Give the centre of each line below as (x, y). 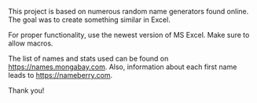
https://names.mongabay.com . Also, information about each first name (123, 67)
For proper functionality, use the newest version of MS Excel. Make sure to (129, 35)
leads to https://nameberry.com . (61, 75)
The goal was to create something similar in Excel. (89, 20)
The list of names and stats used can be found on (88, 59)
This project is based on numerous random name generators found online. (128, 11)
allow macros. (31, 43)
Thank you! (26, 90)
